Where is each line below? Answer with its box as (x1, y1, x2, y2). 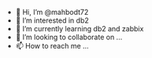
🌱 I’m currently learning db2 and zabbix (15, 24, 144, 33)
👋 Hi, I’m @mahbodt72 (15, 8, 89, 16)
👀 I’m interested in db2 (15, 16, 89, 25)
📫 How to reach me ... (15, 42, 89, 50)
